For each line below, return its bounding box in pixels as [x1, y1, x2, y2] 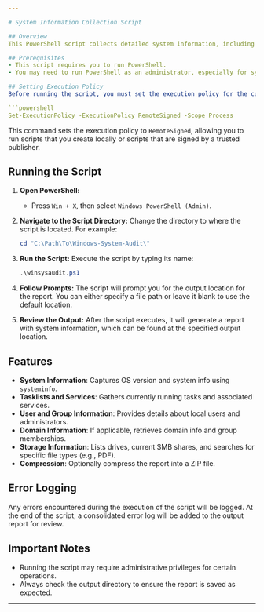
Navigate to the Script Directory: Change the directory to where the [19, 217, 241, 226]
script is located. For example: [19, 224, 118, 234]
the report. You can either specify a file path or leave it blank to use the [19, 292, 250, 301]
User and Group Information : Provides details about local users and [19, 409, 240, 418]
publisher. [8, 142, 41, 151]
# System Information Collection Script [8, 18, 143, 26]
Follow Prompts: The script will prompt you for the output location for [19, 283, 246, 293]
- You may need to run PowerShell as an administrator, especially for [8, 68, 247, 77]
